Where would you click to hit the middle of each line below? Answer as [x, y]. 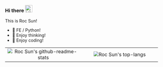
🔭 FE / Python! [26, 30]
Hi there [15, 11]
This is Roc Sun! [21, 21]
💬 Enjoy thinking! [29, 35]
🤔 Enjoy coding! [28, 40]
